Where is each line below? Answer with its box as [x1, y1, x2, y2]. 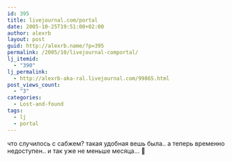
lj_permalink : [7, 68, 49, 75]
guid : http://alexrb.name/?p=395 [7, 42, 105, 49]
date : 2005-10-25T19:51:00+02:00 [7, 23, 105, 30]
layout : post [7, 36, 45, 43]
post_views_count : [7, 81, 61, 88]
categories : [7, 95, 42, 102]
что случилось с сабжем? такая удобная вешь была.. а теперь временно [7, 139, 225, 147]
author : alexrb [7, 29, 52, 37]
